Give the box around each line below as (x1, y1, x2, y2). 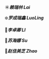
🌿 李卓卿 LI (4, 27, 26, 33)
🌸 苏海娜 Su (4, 38, 28, 43)
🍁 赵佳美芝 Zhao (4, 48, 37, 54)
